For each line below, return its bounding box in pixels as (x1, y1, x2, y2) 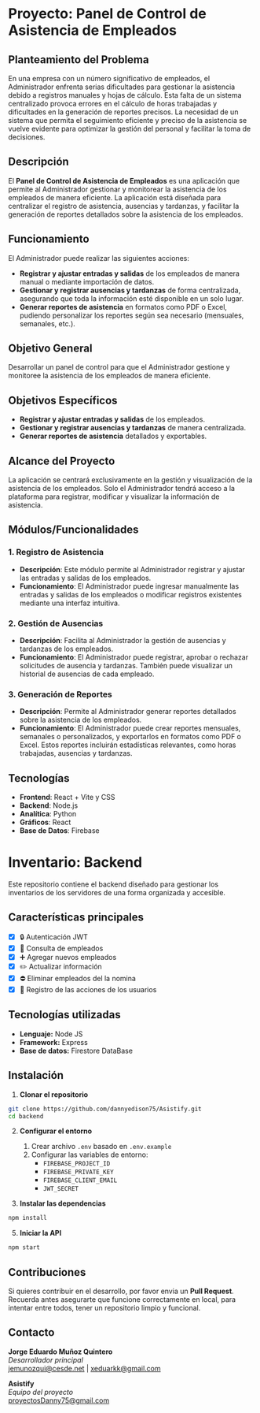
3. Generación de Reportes (8, 689, 112, 700)
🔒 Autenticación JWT (19, 931, 89, 942)
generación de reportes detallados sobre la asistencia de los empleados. (8, 210, 244, 219)
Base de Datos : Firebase (19, 826, 100, 835)
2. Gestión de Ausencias (8, 618, 104, 629)
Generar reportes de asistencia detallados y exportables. (19, 431, 207, 441)
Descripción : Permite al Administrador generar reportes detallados (19, 707, 237, 716)
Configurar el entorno (19, 1126, 93, 1136)
